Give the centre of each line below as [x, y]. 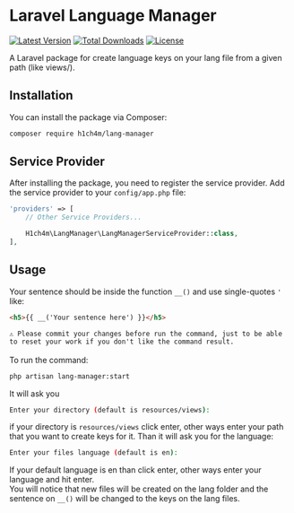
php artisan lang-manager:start [69, 376]
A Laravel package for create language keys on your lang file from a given [146, 57]
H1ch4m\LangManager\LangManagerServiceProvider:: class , [132, 234]
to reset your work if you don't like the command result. [122, 342]
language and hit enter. [52, 480]
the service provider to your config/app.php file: [98, 193]
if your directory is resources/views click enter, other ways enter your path [147, 427]
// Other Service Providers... [84, 217]
